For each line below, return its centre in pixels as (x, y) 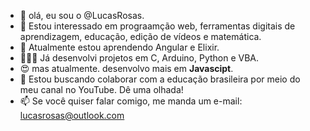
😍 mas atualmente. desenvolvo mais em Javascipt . (126, 68)
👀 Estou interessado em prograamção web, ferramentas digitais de (157, 26)
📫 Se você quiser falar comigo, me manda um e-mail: (131, 101)
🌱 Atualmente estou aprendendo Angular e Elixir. (119, 47)
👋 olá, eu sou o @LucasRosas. (82, 15)
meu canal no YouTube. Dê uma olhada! (101, 89)
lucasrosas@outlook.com (72, 115)
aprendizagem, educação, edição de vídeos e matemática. (140, 36)
